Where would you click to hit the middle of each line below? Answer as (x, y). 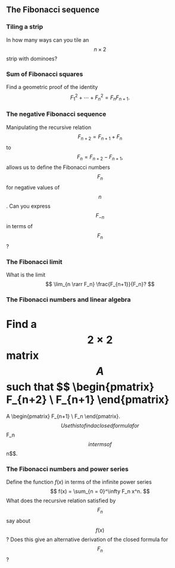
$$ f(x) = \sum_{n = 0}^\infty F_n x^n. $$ (100, 492)
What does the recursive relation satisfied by (61, 501)
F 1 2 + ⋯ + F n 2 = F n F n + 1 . (100, 97)
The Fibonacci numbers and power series (68, 469)
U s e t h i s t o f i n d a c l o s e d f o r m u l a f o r (100, 425)
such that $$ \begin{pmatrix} (80, 387)
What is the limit (26, 275)
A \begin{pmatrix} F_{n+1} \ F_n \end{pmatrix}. (63, 416)
